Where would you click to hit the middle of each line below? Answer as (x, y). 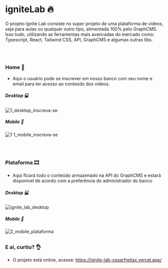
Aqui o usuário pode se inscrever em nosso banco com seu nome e (82, 78)
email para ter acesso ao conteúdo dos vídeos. (61, 84)
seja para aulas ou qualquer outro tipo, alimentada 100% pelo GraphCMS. (81, 29)
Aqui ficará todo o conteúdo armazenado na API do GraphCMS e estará (87, 176)
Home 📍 (15, 68)
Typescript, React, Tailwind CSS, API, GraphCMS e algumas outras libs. (79, 39)
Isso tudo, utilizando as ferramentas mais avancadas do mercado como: (80, 34)
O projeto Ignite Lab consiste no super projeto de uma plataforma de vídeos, (84, 23)
